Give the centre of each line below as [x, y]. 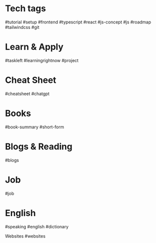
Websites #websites [25, 236]
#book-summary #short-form [35, 127]
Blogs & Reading [39, 146]
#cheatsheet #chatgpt [27, 94]
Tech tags [26, 9]
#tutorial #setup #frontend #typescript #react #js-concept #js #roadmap [78, 22]
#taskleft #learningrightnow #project [42, 60]
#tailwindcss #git [22, 27]
